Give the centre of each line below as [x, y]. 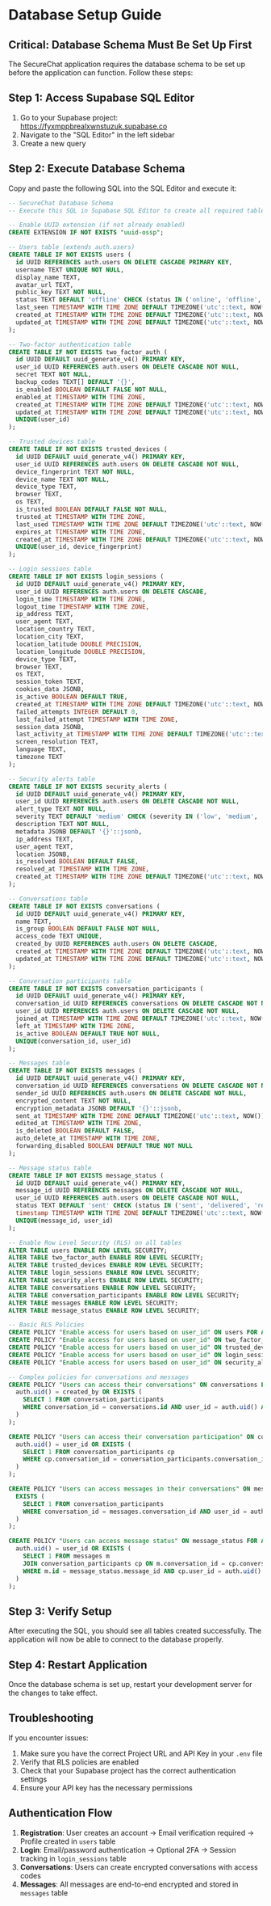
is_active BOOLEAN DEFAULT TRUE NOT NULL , [88, 1033]
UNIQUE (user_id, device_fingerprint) [79, 547]
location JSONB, [43, 854]
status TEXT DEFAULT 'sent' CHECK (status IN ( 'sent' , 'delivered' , [133, 1206]
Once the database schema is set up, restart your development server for [130, 1684]
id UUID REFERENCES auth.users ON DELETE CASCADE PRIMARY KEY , [124, 262]
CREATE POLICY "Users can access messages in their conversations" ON [129, 1489]
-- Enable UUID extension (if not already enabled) [97, 225]
